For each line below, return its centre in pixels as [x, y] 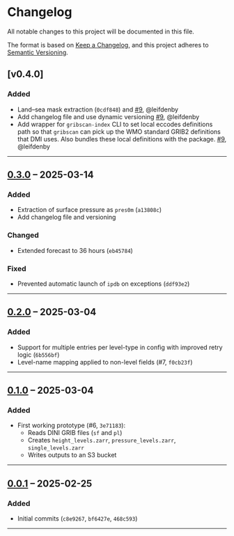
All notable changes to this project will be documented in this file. [101, 31]
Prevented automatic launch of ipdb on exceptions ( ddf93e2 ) [103, 284]
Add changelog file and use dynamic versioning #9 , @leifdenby [108, 116]
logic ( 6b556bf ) [38, 354]
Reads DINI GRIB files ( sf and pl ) [75, 433]
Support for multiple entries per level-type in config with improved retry [120, 347]
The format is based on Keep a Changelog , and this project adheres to [108, 45]
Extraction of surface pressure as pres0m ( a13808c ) [89, 210]
